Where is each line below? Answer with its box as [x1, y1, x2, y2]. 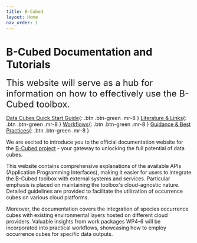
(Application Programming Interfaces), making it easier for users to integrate [6, 169, 192, 176]
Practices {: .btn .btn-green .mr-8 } [6, 127, 90, 134]
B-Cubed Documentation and [6, 45, 153, 59]
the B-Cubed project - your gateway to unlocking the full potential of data [6, 145, 185, 152]
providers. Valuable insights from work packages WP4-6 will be [6, 218, 161, 225]
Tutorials [6, 57, 51, 71]
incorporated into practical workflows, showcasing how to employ [6, 224, 167, 231]
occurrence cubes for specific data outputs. [6, 231, 113, 238]
